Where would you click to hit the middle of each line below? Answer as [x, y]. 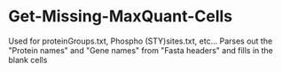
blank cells [28, 60]
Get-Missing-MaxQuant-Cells [121, 16]
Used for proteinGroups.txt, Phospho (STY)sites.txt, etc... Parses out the [141, 41]
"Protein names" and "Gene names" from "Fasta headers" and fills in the [141, 50]
